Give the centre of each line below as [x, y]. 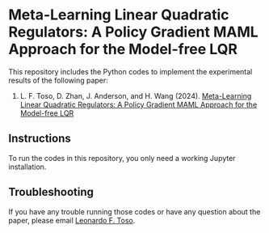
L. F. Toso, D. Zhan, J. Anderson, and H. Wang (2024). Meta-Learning [136, 95]
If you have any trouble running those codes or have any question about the [134, 211]
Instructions [40, 139]
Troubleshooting [51, 192]
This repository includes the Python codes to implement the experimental [130, 71]
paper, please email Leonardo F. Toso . [72, 220]
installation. [27, 167]
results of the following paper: [59, 80]
